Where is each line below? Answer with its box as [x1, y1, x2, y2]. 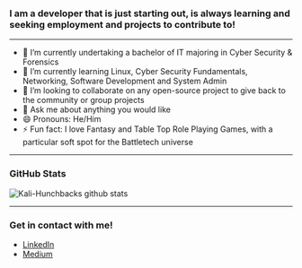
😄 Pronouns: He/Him [22, 114, 102, 125]
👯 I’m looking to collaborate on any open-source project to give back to [22, 85, 286, 96]
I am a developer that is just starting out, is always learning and [9, 7, 290, 20]
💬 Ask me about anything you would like [22, 104, 171, 115]
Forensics [22, 56, 59, 67]
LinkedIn [22, 238, 55, 249]
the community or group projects [22, 95, 146, 106]
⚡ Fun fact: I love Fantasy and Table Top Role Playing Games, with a [22, 124, 273, 134]
